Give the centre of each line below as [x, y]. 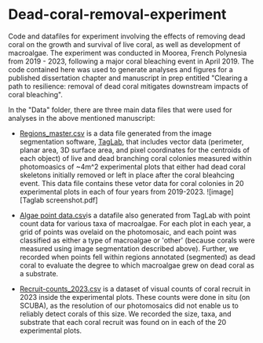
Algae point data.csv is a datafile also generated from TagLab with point [135, 215]
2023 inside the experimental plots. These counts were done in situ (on [135, 297]
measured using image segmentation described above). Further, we [129, 248]
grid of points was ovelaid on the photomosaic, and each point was [128, 232]
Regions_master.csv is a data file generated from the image [115, 133]
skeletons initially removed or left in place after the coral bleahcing [127, 175]
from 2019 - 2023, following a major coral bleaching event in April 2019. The [131, 61]
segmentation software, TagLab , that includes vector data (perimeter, [131, 141]
